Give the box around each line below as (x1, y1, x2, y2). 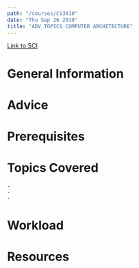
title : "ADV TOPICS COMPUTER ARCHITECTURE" (7, 23, 134, 30)
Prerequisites (7, 129, 86, 144)
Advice (7, 97, 49, 113)
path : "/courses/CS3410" (7, 10, 78, 17)
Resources (7, 249, 70, 265)
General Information (7, 66, 125, 81)
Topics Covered (7, 160, 99, 176)
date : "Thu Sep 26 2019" (7, 16, 78, 23)
